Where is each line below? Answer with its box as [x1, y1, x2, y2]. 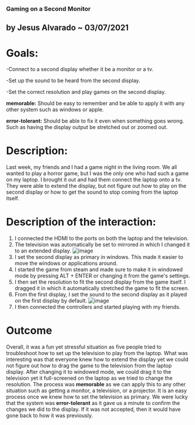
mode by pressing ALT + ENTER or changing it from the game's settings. [14, 272, 190, 279]
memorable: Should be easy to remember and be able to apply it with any [6, 100, 185, 107]
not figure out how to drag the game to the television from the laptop [6, 362, 172, 369]
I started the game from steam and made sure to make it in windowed [14, 266, 183, 273]
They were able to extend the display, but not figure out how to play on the [6, 183, 187, 190]
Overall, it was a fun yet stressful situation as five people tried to [6, 343, 162, 350]
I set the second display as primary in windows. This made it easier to [14, 254, 184, 261]
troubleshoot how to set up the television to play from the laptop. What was [6, 350, 188, 357]
